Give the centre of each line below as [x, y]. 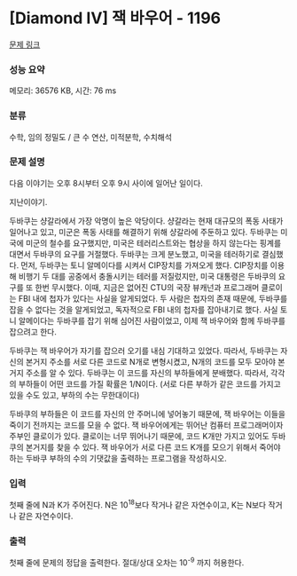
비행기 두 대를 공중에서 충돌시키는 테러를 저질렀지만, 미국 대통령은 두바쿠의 [147, 276]
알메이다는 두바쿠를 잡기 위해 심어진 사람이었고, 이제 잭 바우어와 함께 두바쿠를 [152, 320]
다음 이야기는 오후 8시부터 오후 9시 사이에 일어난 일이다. [106, 183]
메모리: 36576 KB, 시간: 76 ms [63, 91]
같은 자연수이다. [46, 516]
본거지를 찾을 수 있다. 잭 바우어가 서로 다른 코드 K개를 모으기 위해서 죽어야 [153, 447]
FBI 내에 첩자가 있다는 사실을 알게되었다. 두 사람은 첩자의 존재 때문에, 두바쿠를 [153, 298]
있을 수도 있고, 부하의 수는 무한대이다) [74, 395]
